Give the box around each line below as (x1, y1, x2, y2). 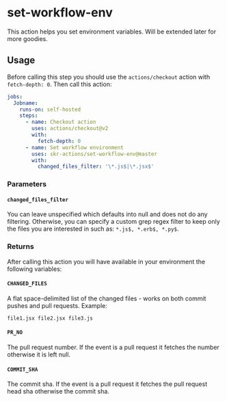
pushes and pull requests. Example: (7, 301, 107, 309)
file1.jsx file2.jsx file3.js (7, 315, 94, 322)
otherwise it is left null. (7, 350, 70, 359)
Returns (7, 242, 34, 251)
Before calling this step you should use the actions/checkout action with (7, 73, 211, 81)
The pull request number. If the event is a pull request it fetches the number (7, 344, 220, 352)
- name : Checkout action (25, 118, 96, 126)
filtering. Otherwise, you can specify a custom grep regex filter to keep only (7, 218, 220, 226)
